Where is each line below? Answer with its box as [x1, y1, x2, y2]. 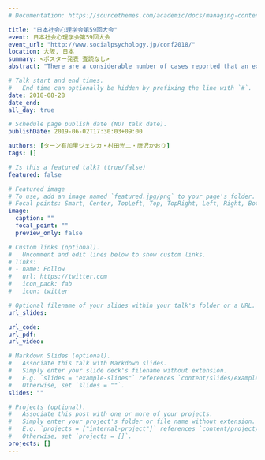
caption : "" [15, 215, 55, 223]
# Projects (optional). [8, 403, 87, 411]
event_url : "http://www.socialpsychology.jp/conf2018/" [8, 40, 196, 48]
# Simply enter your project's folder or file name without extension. [8, 417, 256, 426]
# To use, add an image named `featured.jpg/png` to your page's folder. [8, 193, 256, 200]
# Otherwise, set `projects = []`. [8, 432, 132, 440]
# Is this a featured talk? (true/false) [8, 163, 147, 171]
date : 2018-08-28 [8, 92, 65, 99]
